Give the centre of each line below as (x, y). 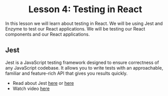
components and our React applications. (47, 34)
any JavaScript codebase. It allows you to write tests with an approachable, (84, 68)
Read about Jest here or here (43, 83)
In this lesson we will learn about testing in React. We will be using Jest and (84, 23)
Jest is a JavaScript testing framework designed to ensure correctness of (82, 62)
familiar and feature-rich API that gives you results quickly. (66, 73)
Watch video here (31, 88)
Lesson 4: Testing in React (85, 9)
